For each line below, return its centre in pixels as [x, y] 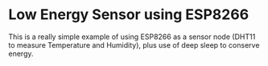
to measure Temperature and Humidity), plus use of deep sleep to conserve [134, 45]
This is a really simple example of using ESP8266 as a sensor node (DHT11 [132, 37]
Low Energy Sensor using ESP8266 [129, 15]
